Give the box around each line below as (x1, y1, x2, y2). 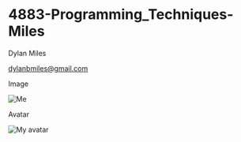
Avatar (8, 109, 30, 119)
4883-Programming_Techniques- (8, 6, 234, 24)
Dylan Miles (8, 48, 47, 58)
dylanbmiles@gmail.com (8, 63, 88, 73)
